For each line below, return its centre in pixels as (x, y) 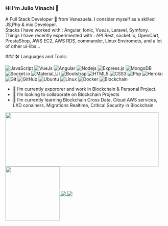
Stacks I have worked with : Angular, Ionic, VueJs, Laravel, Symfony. (77, 30)
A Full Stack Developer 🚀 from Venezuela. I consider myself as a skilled (80, 19)
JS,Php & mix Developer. (31, 24)
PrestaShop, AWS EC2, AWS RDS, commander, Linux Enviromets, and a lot (84, 41)
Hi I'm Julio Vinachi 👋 (32, 8)
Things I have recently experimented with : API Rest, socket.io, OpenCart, (82, 36)
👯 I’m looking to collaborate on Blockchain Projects (66, 94)
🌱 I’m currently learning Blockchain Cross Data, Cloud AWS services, (85, 100)
